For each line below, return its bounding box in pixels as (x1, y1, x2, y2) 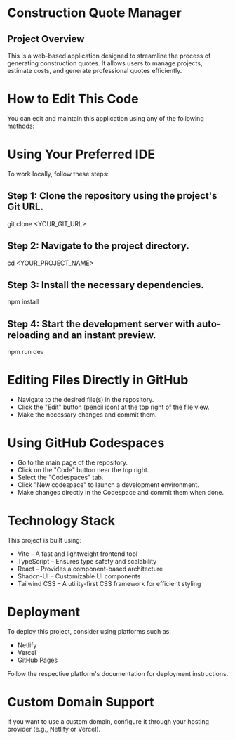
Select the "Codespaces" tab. (17, 473, 104, 481)
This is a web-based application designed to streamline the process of (7, 51, 211, 60)
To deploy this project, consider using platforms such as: (7, 627, 172, 635)
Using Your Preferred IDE (7, 146, 156, 162)
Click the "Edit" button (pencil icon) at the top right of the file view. (17, 403, 210, 412)
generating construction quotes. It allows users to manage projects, (7, 59, 203, 67)
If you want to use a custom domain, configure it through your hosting (7, 717, 209, 725)
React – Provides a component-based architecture (17, 564, 163, 573)
